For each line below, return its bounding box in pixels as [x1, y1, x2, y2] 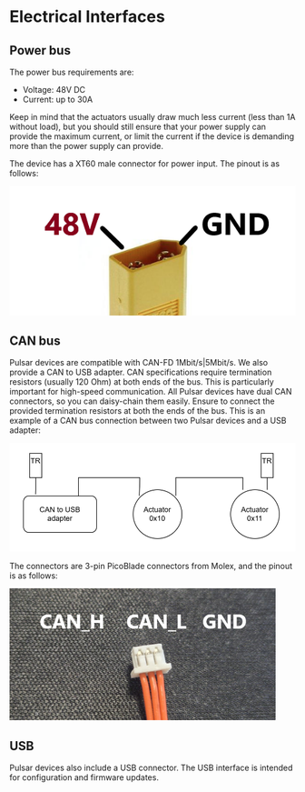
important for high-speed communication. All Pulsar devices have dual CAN [9, 386, 292, 397]
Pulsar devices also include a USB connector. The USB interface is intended [9, 762, 293, 774]
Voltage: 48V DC [22, 85, 86, 95]
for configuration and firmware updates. [9, 772, 159, 783]
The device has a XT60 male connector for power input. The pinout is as [9, 158, 280, 169]
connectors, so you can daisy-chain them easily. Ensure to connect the [9, 396, 275, 406]
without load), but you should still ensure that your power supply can [9, 121, 266, 132]
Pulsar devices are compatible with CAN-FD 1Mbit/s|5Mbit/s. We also [9, 357, 269, 368]
